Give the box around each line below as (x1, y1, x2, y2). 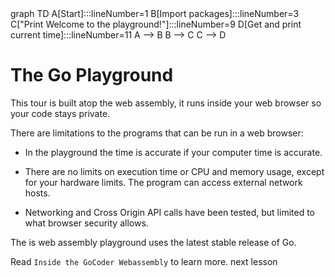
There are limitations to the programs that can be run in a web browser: (10, 127, 304, 139)
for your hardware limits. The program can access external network (24, 176, 303, 188)
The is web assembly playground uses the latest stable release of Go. (10, 236, 297, 248)
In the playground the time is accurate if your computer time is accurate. (24, 146, 323, 158)
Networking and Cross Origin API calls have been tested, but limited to (24, 206, 315, 218)
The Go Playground (10, 64, 174, 87)
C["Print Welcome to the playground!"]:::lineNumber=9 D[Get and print (10, 18, 302, 30)
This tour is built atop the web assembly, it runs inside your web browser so (10, 97, 322, 109)
